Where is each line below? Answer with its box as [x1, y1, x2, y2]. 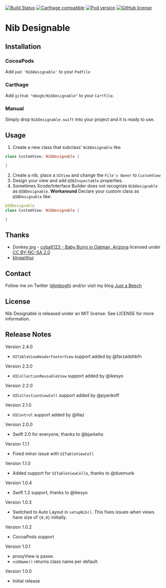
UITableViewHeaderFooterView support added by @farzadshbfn [12, 353, 142, 359]
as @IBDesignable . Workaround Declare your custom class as [12, 188, 139, 194]
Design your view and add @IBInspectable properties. [12, 178, 123, 184]
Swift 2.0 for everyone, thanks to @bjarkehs [12, 431, 104, 437]
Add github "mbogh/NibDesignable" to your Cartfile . [5, 93, 114, 99]
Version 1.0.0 [5, 568, 32, 574]
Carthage [5, 81, 29, 88]
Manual [5, 105, 24, 112]
